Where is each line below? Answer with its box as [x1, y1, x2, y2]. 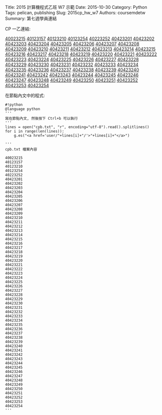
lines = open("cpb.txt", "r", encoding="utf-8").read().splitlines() [5, 125, 150, 130]
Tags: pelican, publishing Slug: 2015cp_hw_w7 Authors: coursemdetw [5, 10, 145, 16]
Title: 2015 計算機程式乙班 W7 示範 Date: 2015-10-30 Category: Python [5, 4, 147, 10]
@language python [5, 107, 40, 111]
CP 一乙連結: [5, 26, 31, 32]
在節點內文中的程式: [5, 92, 45, 98]
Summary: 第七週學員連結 [5, 16, 57, 21]
